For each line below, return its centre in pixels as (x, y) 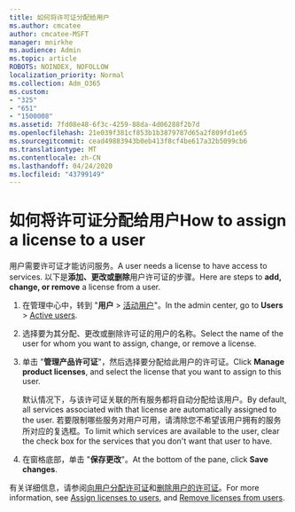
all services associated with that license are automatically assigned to (149, 410)
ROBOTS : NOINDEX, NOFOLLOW (59, 67)
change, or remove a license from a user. (85, 287)
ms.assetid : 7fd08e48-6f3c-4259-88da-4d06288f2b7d (105, 125)
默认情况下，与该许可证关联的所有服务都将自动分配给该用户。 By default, (154, 399)
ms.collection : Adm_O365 (55, 83)
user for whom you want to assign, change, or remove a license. (139, 343)
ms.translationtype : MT (53, 149)
